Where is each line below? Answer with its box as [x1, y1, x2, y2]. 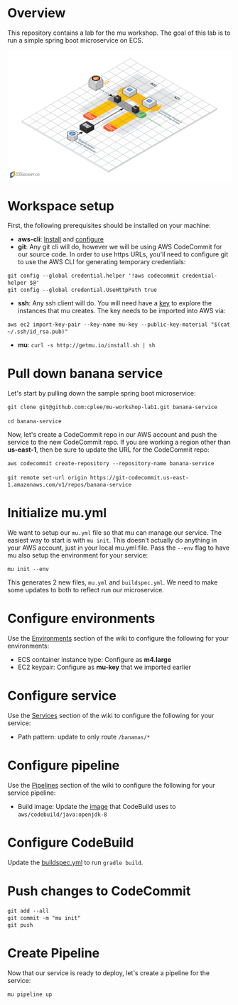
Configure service [7, 688, 117, 704]
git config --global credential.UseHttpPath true [7, 286, 158, 294]
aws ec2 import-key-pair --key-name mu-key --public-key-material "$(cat [7, 321, 231, 328]
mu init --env [7, 566, 50, 573]
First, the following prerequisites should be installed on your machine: [7, 222, 211, 230]
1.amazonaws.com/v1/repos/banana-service [7, 482, 132, 489]
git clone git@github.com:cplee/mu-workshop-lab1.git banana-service [7, 403, 218, 411]
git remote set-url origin [7, 474, 87, 482]
